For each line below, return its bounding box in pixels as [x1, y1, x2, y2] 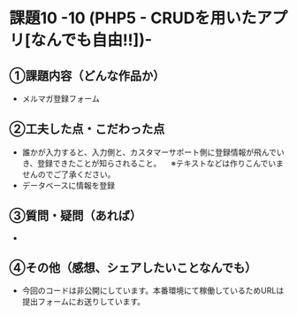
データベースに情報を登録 [21, 180, 116, 190]
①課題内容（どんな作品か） [9, 68, 165, 83]
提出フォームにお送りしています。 [21, 296, 146, 307]
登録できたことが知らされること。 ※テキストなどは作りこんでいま [36, 157, 285, 168]
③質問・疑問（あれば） [9, 209, 142, 224]
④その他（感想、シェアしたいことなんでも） [9, 260, 257, 275]
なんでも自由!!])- [30, 30, 153, 50]
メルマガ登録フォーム [21, 94, 100, 104]
